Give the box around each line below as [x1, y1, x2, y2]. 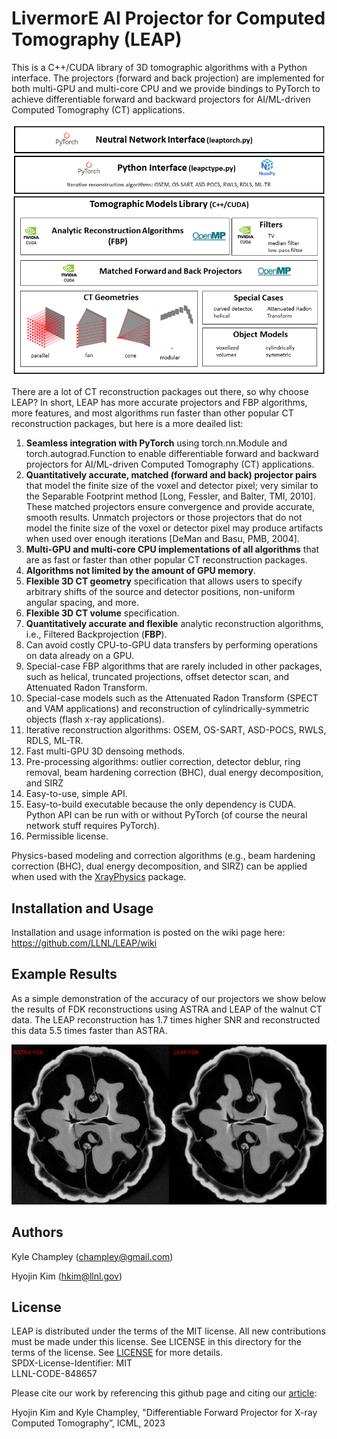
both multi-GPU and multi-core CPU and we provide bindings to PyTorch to [11, 82, 321, 94]
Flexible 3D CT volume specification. [25, 607, 180, 619]
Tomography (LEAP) [11, 28, 183, 51]
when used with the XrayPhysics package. [11, 871, 187, 883]
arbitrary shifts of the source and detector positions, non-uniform [25, 586, 296, 598]
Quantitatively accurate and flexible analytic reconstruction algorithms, [25, 618, 324, 630]
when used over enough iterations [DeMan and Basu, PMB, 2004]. [25, 533, 300, 545]
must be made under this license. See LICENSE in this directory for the [11, 1336, 303, 1348]
